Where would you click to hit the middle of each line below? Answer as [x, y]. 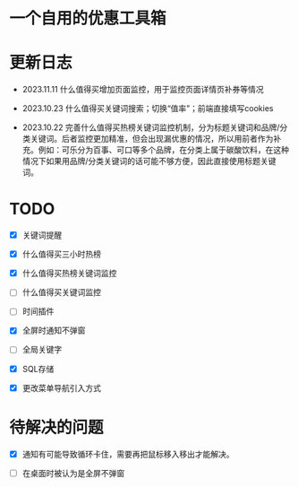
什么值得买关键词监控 [61, 292]
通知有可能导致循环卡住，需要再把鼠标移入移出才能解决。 [128, 454]
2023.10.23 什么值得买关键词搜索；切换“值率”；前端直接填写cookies [148, 109]
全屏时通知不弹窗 [54, 330]
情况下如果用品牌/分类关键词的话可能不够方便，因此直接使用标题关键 [149, 161]
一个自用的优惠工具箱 [88, 18]
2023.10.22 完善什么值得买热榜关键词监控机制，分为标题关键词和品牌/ [151, 127]
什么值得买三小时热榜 [61, 254]
